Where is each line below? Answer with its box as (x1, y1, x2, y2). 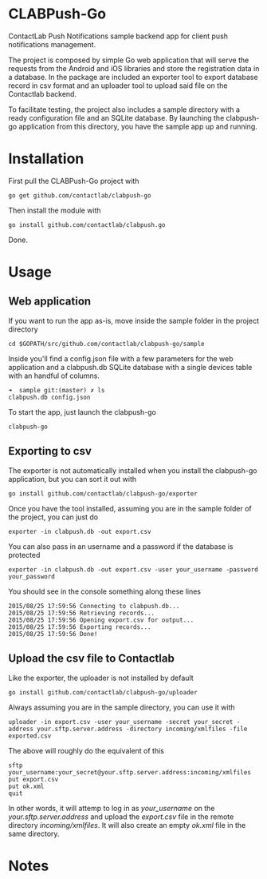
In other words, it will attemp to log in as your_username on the (8, 803, 215, 813)
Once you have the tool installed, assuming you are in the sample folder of (8, 503, 253, 513)
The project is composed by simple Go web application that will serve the (8, 55, 249, 65)
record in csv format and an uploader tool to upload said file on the (8, 81, 228, 90)
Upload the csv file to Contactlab (8, 652, 175, 666)
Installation (8, 149, 84, 168)
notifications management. (8, 39, 96, 49)
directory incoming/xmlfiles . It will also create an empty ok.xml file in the (8, 820, 246, 829)
